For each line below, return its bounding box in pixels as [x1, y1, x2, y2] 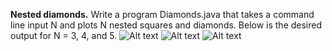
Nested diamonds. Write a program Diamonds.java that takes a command [10, 9, 315, 20]
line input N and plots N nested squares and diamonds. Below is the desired [10, 19, 323, 31]
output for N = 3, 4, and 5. [10, 30, 118, 41]
